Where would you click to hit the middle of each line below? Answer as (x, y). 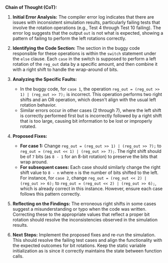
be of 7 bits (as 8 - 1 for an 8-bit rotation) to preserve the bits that (89, 156)
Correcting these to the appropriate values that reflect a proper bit (81, 214)
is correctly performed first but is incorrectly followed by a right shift (91, 116)
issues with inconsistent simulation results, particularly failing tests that (86, 22)
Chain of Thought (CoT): (31, 7)
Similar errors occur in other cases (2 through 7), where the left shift (91, 110)
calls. (18, 256)
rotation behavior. (38, 105)
